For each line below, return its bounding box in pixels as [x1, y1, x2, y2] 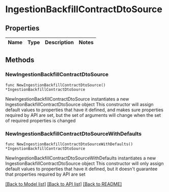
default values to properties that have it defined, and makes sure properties [5, 107, 164, 113]
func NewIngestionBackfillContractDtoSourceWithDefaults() [5, 141, 133, 147]
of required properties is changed [5, 117, 76, 123]
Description [45, 39, 74, 46]
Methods [5, 56, 35, 65]
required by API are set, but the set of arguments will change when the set [5, 112, 161, 118]
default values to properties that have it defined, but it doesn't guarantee [5, 166, 158, 172]
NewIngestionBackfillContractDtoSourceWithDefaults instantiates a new [5, 155, 156, 161]
